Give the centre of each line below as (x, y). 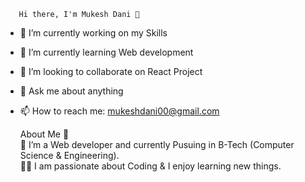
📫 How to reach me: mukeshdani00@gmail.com (119, 111)
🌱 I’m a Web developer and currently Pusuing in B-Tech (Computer (157, 144)
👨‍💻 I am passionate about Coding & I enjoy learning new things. (150, 166)
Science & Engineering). (69, 155)
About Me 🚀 (44, 134)
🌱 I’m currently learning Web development (106, 52)
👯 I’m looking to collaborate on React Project (111, 71)
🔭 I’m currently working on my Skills (93, 33)
